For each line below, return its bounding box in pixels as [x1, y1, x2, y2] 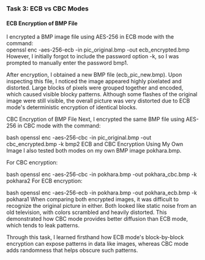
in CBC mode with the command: [17, 122, 101, 129]
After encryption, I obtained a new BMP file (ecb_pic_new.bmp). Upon [6, 71, 182, 78]
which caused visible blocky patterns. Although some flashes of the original [6, 91, 198, 98]
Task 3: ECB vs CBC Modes [6, 4, 89, 13]
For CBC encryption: [6, 159, 58, 166]
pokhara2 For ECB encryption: [6, 177, 83, 185]
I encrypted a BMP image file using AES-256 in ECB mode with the [6, 33, 174, 40]
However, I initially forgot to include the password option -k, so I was [6, 53, 179, 60]
